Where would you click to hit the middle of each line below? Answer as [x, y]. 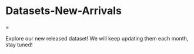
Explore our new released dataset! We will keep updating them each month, [97, 38]
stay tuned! [19, 45]
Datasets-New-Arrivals [63, 11]
